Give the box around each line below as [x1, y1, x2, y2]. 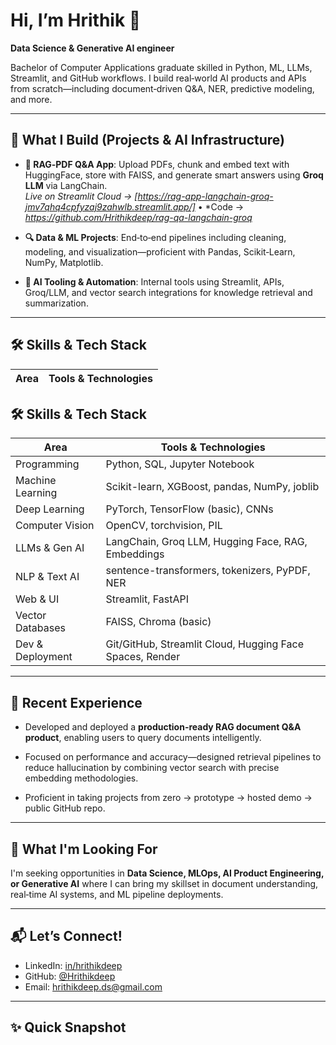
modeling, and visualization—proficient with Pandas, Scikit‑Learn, [24, 245, 296, 258]
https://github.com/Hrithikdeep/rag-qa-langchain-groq [24, 211, 253, 223]
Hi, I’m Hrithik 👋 [10, 9, 142, 32]
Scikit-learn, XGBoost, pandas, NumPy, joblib [105, 480, 320, 494]
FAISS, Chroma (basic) [105, 615, 212, 629]
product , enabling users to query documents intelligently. [24, 732, 262, 744]
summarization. [24, 297, 89, 309]
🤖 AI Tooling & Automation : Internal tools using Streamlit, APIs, [24, 275, 285, 288]
